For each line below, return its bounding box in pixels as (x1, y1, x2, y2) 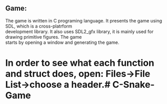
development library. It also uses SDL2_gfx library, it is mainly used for (5, 28, 154, 35)
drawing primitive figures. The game (5, 34, 82, 40)
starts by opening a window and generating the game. (5, 39, 119, 45)
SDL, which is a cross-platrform (5, 23, 73, 29)
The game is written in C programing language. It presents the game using (5, 17, 162, 23)
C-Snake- (112, 79, 155, 90)
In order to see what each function (5, 57, 155, 68)
